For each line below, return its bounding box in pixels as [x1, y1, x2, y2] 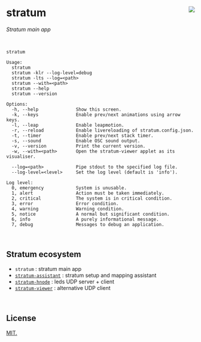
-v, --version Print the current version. [11, 143, 146, 149]
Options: [6, 101, 28, 107]
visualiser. [6, 153, 36, 160]
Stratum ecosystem [6, 249, 81, 259]
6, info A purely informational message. [11, 216, 160, 222]
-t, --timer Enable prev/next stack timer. [11, 132, 154, 139]
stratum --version [11, 90, 58, 97]
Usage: [6, 59, 23, 65]
